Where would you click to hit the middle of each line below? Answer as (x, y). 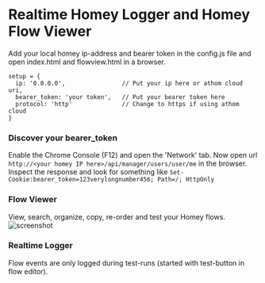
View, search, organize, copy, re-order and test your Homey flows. (117, 216)
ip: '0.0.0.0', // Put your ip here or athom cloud (129, 83)
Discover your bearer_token (63, 138)
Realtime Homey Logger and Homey (129, 15)
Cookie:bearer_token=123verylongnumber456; (81, 180)
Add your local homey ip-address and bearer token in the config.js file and (130, 53)
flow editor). (28, 271)
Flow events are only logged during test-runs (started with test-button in (126, 262)
